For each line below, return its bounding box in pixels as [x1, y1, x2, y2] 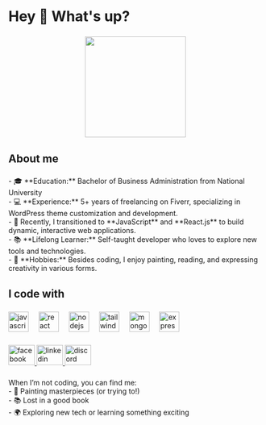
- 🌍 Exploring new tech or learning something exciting [8, 407, 189, 417]
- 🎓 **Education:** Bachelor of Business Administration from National [8, 177, 245, 186]
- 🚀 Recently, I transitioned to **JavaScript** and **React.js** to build [8, 217, 244, 227]
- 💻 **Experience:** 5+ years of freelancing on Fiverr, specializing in [8, 197, 241, 206]
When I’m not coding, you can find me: [8, 377, 137, 387]
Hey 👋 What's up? [8, 7, 131, 26]
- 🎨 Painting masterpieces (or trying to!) [8, 386, 140, 396]
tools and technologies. [8, 246, 86, 256]
